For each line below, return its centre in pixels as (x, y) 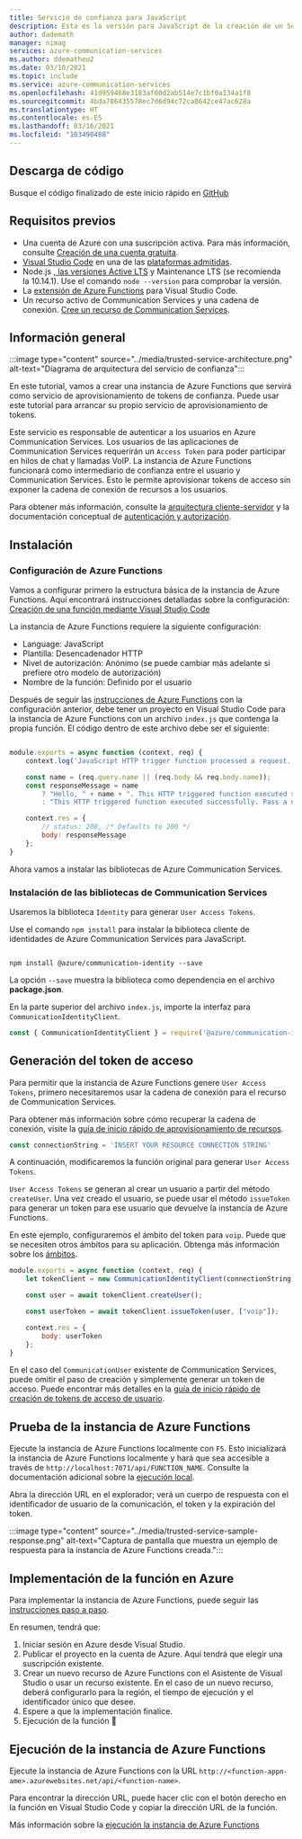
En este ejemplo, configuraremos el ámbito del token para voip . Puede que (147, 1235)
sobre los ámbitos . (44, 1254)
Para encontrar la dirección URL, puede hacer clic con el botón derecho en (148, 1798)
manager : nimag (38, 43)
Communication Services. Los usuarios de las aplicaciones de (124, 442)
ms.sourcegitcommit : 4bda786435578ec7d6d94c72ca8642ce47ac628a (130, 101)
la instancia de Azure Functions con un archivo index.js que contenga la (144, 719)
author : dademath (42, 34)
